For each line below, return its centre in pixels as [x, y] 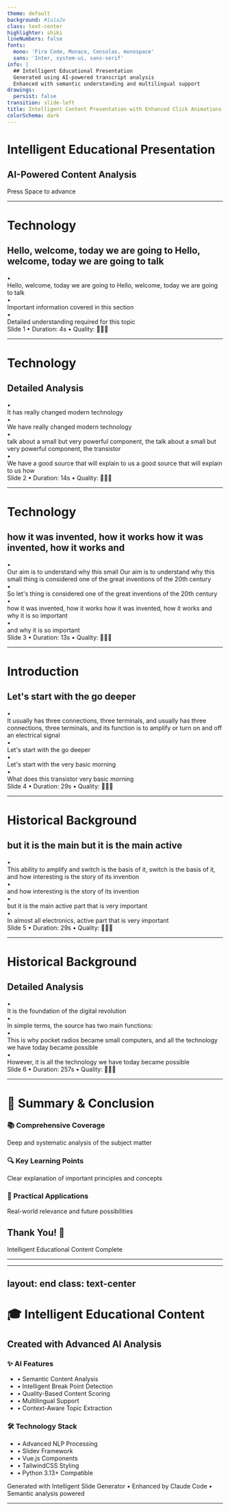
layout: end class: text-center [72, 1284]
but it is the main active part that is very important [77, 906]
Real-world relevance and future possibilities [70, 1211]
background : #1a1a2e [37, 20]
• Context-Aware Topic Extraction [65, 1408]
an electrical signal [34, 735]
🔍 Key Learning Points [46, 1161]
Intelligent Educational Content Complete [65, 1249]
